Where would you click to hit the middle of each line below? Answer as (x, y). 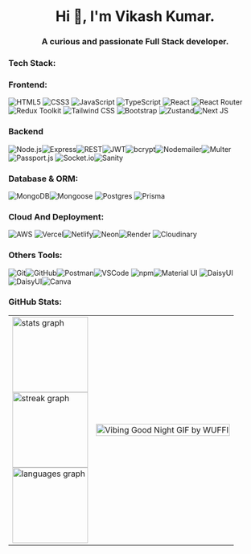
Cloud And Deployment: (56, 216)
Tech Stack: (32, 64)
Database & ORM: (43, 179)
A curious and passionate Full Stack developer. (135, 42)
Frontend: (28, 84)
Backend (26, 132)
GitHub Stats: (35, 302)
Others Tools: (35, 255)
